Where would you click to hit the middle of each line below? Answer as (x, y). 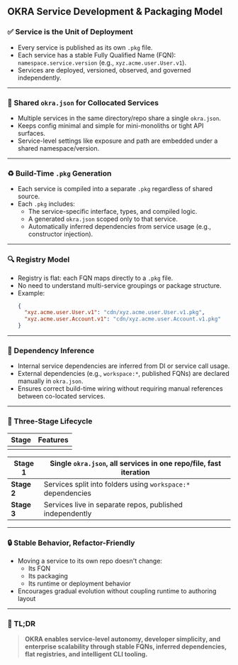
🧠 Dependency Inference (51, 351)
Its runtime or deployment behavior (79, 583)
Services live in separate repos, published (113, 504)
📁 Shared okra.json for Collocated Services (83, 102)
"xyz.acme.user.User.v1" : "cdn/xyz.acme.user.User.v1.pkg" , (115, 313)
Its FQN (39, 568)
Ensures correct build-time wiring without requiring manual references (120, 389)
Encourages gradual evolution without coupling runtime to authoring (117, 591)
